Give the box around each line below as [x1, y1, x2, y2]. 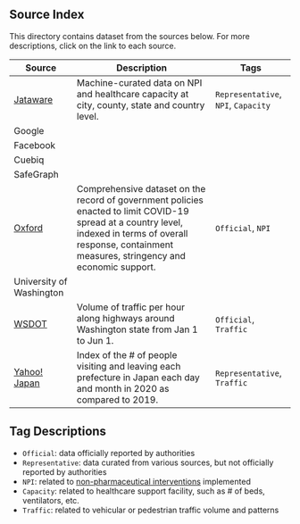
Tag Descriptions [9, 424, 107, 439]
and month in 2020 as [76, 382, 170, 395]
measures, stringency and [76, 249, 186, 262]
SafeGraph [13, 168, 60, 180]
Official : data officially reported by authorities [21, 447, 196, 458]
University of [13, 275, 68, 287]
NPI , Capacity [215, 98, 271, 111]
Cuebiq [13, 154, 45, 166]
